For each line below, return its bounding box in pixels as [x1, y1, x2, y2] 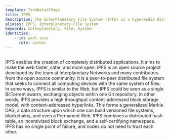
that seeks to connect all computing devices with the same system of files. [5, 80, 161, 86]
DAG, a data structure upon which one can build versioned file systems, [5, 107, 155, 114]
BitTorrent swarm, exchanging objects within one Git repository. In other [5, 91, 155, 98]
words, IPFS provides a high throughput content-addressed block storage [5, 97, 159, 103]
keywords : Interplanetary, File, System [5, 26, 92, 31]
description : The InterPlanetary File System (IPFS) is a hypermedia [5, 17, 155, 22]
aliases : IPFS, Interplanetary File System [5, 21, 99, 27]
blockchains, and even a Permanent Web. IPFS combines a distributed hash [5, 113, 163, 119]
